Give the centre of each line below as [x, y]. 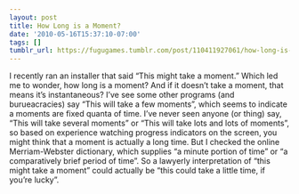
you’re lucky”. [34, 180]
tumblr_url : [31, 51]
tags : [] [25, 42]
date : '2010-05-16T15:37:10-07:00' [75, 34]
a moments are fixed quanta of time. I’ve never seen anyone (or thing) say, [145, 114]
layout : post [33, 17]
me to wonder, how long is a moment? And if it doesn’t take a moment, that [146, 85]
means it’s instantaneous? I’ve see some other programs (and [122, 95]
